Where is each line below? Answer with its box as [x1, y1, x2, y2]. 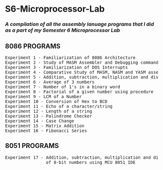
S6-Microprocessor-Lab [5, 3, 105, 15]
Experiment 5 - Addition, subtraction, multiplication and [5, 74, 149, 80]
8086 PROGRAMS [5, 42, 61, 50]
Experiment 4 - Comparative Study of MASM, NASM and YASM [5, 69, 146, 75]
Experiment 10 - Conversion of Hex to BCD [5, 98, 108, 104]
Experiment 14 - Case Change [5, 118, 74, 124]
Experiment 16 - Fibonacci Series [5, 128, 87, 133]
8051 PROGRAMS [5, 142, 59, 150]
